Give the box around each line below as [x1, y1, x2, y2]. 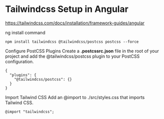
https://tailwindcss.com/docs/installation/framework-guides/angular [5, 20, 145, 26]
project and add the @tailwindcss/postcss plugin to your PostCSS [5, 53, 140, 59]
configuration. [5, 58, 34, 64]
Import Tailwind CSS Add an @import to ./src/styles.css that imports [5, 94, 145, 100]
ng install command [5, 29, 46, 35]
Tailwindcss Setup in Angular [5, 3, 129, 15]
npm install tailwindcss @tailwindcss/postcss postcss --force [5, 39, 139, 44]
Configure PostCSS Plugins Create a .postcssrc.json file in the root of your [5, 48, 159, 54]
